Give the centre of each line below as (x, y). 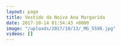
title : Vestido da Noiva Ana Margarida (56, 17)
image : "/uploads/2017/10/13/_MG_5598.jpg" (61, 28)
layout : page (22, 12)
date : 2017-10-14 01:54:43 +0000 (48, 23)
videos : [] (20, 34)
